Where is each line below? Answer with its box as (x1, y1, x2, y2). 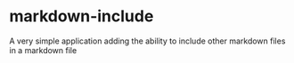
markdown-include (9, 6, 154, 27)
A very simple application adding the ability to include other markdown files (9, 35, 286, 46)
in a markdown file (9, 44, 78, 55)
